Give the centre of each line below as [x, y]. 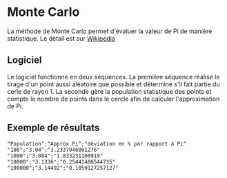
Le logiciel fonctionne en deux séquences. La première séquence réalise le [113, 77]
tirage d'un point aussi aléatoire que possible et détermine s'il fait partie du [113, 84]
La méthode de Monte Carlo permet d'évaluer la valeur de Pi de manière [110, 31]
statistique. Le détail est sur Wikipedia [61, 38]
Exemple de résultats [53, 128]
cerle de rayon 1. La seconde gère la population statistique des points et [109, 91]
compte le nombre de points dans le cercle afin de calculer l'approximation [113, 99]
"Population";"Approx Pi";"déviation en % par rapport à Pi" [97, 144]
